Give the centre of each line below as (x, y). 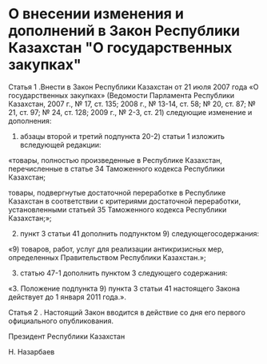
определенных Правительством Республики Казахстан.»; (107, 257)
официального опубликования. (61, 321)
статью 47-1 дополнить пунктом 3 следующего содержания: (124, 273)
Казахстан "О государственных (120, 48)
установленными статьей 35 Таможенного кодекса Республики (118, 209)
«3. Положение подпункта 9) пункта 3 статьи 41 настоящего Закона (124, 288)
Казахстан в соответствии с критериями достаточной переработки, (125, 201)
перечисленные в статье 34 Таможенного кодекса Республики (117, 168)
